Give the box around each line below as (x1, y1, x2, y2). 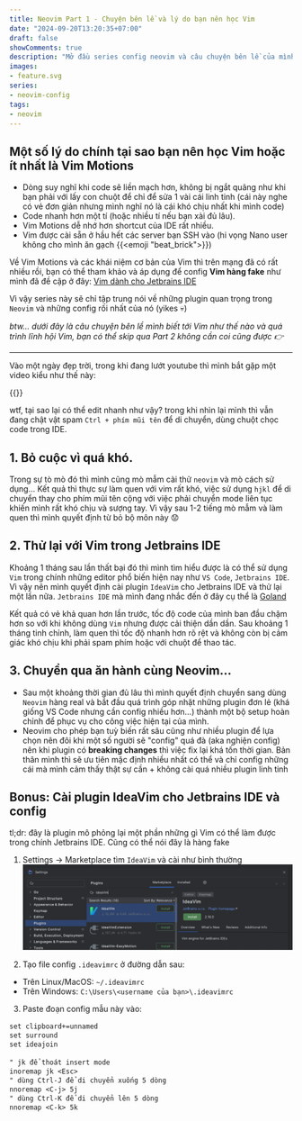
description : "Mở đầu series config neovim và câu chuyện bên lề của (9, 52, 276, 62)
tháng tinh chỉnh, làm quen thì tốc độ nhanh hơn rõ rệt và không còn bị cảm (9, 627, 289, 638)
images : (9, 62, 39, 71)
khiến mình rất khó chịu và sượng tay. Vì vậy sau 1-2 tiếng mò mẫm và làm (9, 502, 283, 513)
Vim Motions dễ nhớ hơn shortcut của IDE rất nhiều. (22, 221, 214, 231)
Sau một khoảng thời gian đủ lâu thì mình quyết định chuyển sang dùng (22, 687, 287, 698)
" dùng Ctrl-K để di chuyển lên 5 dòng (9, 1094, 159, 1103)
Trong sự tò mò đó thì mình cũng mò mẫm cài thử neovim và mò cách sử (9, 474, 275, 484)
